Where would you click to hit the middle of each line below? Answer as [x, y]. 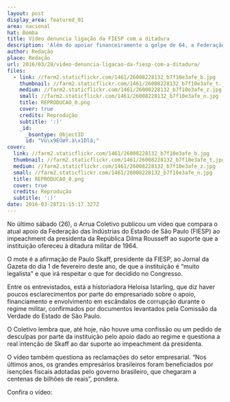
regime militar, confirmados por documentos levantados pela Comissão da [112, 308]
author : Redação [30, 52]
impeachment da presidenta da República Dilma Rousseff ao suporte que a [113, 238]
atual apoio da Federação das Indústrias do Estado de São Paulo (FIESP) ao [114, 231]
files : [16, 71]
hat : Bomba [23, 33]
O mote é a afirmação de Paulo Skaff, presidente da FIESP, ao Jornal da [108, 259]
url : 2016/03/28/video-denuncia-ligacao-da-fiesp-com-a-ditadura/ [104, 64]
